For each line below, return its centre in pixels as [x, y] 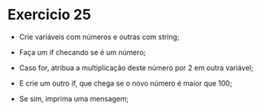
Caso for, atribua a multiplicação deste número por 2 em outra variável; [136, 67]
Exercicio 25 [49, 15]
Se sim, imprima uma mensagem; [74, 98]
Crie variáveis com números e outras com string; [99, 37]
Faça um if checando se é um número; [82, 52]
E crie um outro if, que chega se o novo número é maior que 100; [125, 83]
